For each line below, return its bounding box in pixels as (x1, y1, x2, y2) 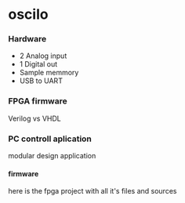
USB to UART (19, 76, 63, 85)
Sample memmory (19, 68, 79, 78)
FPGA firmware (8, 96, 68, 107)
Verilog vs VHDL (8, 114, 61, 123)
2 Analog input (19, 51, 67, 60)
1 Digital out (19, 60, 57, 69)
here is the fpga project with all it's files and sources (8, 187, 177, 196)
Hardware (8, 34, 47, 45)
